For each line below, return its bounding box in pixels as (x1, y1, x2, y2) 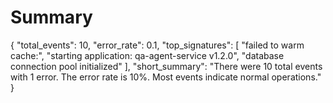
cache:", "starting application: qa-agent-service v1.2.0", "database (10, 49, 285, 61)
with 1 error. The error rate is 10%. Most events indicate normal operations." (10, 71, 322, 83)
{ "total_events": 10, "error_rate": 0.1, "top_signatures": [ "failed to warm (10, 39, 305, 51)
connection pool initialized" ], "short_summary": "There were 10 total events (10, 60, 323, 72)
